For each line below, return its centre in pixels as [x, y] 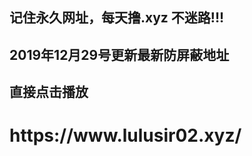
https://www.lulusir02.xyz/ [125, 135]
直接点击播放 [49, 92]
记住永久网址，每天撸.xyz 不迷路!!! [117, 18]
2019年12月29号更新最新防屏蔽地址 [119, 54]
